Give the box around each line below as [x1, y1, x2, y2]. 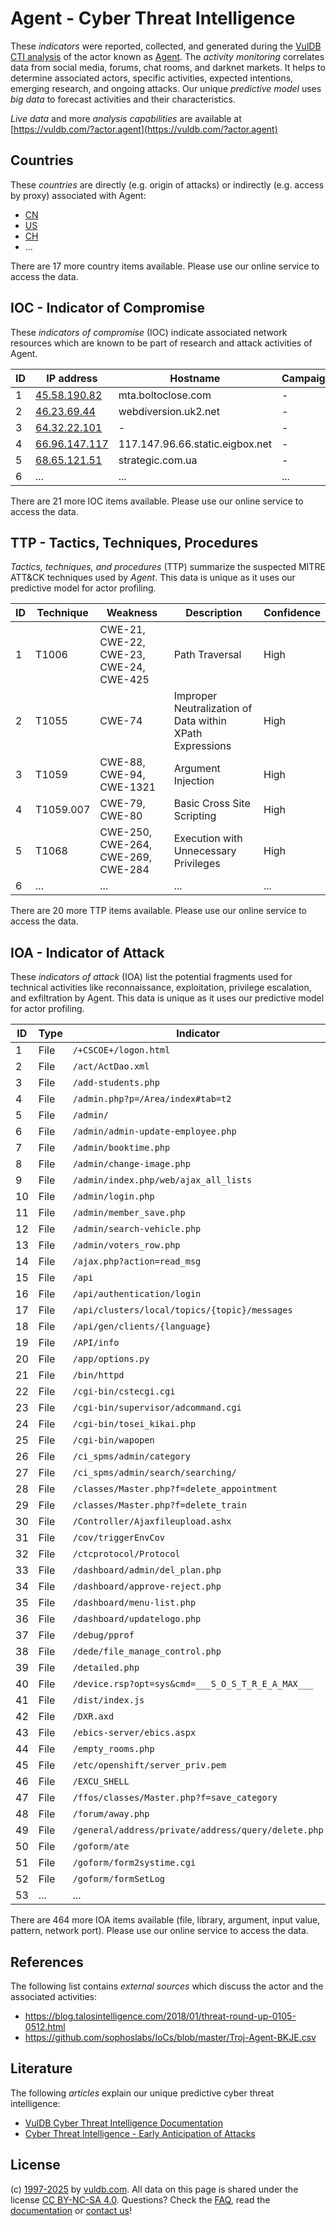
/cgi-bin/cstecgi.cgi [72, 1386, 176, 1397]
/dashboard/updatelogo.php [72, 1613, 202, 1625]
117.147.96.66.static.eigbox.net [118, 437, 273, 451]
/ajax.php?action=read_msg [72, 1256, 202, 1267]
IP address [46, 371, 98, 385]
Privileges [173, 857, 221, 871]
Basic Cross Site [173, 797, 251, 811]
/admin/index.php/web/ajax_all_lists [72, 1175, 253, 1186]
